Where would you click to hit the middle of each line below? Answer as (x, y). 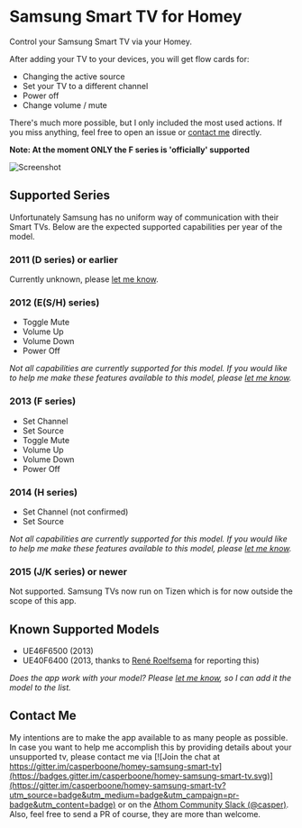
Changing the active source (73, 76)
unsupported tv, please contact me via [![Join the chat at (115, 756)
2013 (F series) (43, 401)
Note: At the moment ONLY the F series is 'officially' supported (130, 150)
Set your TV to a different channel (85, 86)
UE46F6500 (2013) (58, 651)
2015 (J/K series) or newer (69, 571)
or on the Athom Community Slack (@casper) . (203, 805)
